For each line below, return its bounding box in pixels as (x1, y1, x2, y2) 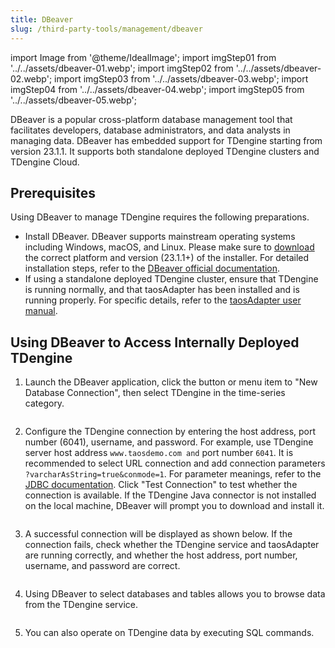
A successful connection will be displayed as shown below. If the (24, 528, 293, 540)
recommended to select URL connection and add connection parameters (24, 457, 326, 470)
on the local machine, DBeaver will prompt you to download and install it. (24, 500, 325, 512)
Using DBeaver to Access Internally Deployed (10, 334, 300, 351)
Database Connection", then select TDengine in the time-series (24, 387, 286, 399)
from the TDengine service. (24, 599, 138, 611)
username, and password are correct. (24, 560, 181, 572)
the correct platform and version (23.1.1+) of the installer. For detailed (24, 252, 310, 264)
